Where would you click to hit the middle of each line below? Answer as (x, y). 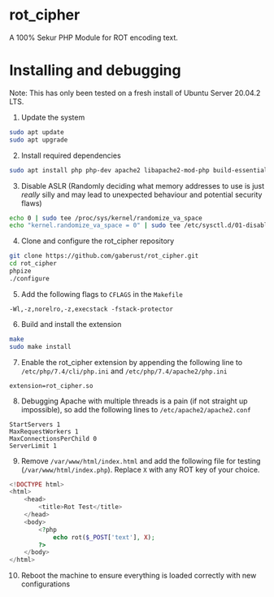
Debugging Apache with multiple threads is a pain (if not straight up (134, 401)
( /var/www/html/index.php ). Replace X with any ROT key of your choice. (140, 469)
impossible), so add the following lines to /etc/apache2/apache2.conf (136, 409)
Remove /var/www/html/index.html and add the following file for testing (141, 460)
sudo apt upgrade (39, 140)
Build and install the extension (71, 324)
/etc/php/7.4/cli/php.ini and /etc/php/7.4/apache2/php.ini (124, 371)
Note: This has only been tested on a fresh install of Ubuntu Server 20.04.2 (135, 93)
